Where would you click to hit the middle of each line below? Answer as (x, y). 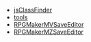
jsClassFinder (33, 10)
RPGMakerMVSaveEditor (49, 24)
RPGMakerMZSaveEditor (49, 32)
